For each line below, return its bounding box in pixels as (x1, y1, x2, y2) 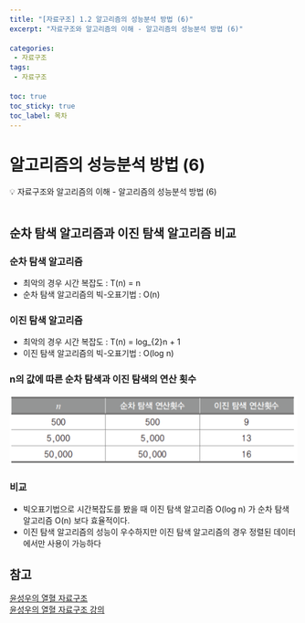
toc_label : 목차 (9, 111, 68, 121)
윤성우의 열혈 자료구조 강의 (9, 604, 105, 616)
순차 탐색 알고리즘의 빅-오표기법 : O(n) (22, 289, 161, 300)
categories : (9, 44, 55, 53)
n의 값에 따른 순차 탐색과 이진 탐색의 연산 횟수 (9, 373, 197, 385)
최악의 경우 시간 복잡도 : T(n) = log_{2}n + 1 (22, 336, 181, 347)
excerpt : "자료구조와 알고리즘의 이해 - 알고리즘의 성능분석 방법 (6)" (9, 24, 244, 34)
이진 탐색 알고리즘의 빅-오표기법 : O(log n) (22, 348, 174, 359)
